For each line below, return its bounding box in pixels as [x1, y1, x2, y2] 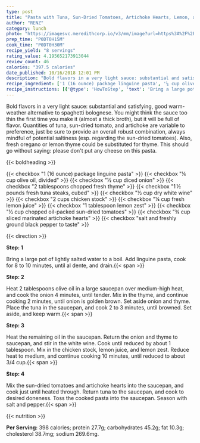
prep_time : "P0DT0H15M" [6, 36, 65, 42]
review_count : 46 [6, 58, 49, 64]
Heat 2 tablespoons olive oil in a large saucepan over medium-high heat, [6, 284, 185, 292]
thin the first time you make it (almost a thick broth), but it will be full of [6, 115, 180, 122]
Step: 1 [6, 244, 24, 251]
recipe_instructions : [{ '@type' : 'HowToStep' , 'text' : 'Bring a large [6, 86, 185, 92]
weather [6, 109, 27, 116]
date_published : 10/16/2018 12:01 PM [6, 70, 100, 76]
